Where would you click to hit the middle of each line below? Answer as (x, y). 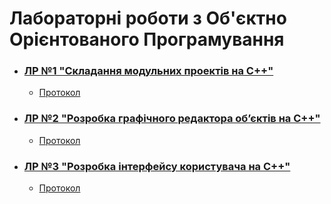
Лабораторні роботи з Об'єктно (148, 18)
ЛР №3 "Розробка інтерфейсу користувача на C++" (157, 166)
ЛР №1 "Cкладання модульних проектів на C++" (148, 71)
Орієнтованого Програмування (147, 39)
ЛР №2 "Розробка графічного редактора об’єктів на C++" (172, 119)
